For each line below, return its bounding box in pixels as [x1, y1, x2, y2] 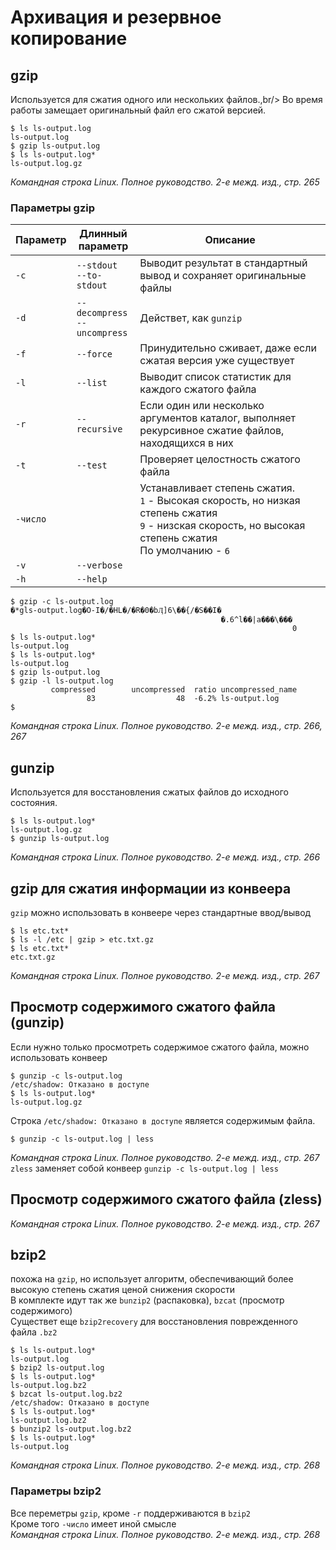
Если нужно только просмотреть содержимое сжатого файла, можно [10, 1041, 310, 1053]
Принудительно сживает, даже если [139, 341, 317, 355]
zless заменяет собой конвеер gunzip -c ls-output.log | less [10, 1162, 279, 1174]
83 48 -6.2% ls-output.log [86, 694, 280, 704]
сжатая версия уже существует [139, 354, 295, 368]
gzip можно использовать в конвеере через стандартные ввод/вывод [10, 906, 312, 918]
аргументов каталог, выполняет [139, 411, 297, 425]
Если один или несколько [139, 399, 265, 413]
